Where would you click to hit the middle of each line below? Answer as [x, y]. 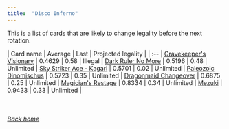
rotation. [19, 40]
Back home [23, 119]
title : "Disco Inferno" [43, 13]
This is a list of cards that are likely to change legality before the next [105, 33]
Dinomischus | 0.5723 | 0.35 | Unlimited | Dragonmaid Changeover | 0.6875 [114, 75]
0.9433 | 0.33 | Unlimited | [44, 90]
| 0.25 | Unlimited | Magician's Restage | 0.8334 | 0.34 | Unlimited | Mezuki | [115, 82]
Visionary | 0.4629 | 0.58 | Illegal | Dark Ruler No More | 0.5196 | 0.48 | [107, 61]
